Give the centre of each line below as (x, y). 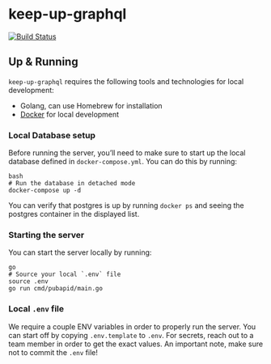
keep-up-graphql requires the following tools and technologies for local (126, 81)
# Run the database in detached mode (72, 184)
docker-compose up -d (45, 191)
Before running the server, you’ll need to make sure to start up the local (127, 153)
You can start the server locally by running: (80, 252)
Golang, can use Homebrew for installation (91, 105)
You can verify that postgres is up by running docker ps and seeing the (126, 205)
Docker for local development (70, 114)
